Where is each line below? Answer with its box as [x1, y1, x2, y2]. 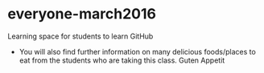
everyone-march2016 [7, 5, 156, 23]
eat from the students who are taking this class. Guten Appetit [19, 55, 225, 65]
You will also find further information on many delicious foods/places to [19, 47, 257, 56]
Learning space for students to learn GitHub [7, 31, 154, 41]
